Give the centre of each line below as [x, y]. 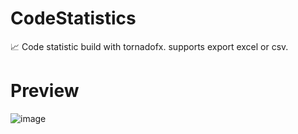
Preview [45, 91]
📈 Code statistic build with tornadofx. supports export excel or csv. [149, 46]
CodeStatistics [73, 18]
